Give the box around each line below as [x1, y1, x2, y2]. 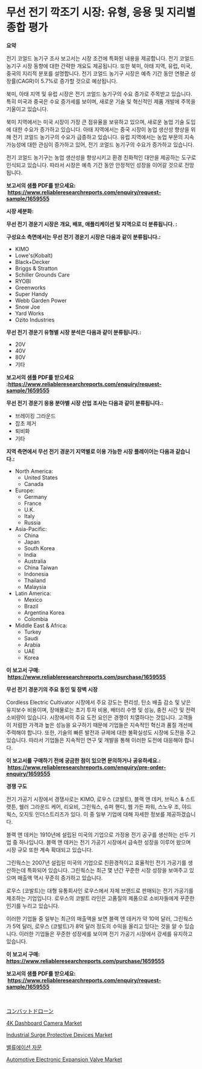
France [24, 499, 42, 507]
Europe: [14, 487, 35, 494]
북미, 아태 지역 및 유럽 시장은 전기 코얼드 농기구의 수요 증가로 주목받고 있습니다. [6, 90, 193, 97]
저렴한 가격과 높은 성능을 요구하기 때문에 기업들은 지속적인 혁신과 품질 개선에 [12, 721, 193, 728]
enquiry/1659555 [6, 770, 51, 777]
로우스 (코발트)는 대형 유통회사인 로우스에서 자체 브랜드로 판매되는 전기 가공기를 [6, 887, 194, 894]
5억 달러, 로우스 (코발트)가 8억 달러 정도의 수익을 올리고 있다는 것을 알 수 [12, 923, 183, 930]
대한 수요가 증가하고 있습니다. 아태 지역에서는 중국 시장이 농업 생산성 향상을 [12, 125, 190, 133]
